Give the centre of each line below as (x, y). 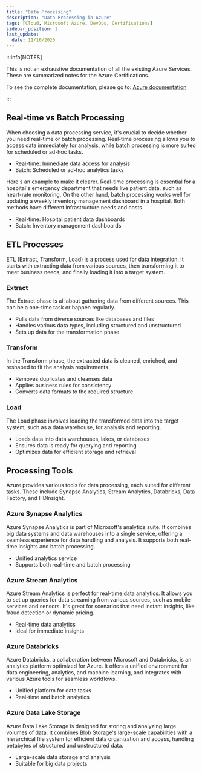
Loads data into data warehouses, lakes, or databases (82, 439)
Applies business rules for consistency (63, 386)
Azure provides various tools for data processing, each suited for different (99, 485)
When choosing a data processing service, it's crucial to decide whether (96, 132)
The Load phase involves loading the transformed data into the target (93, 421)
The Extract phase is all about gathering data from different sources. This (98, 301)
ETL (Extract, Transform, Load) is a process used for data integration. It (95, 259)
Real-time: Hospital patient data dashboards (70, 219)
